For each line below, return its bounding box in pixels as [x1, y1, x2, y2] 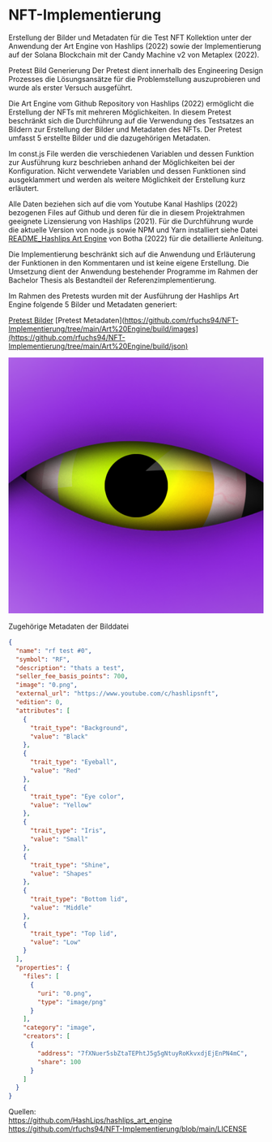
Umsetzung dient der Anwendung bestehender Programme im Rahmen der [8, 266, 259, 276]
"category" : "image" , [23, 1023, 96, 1032]
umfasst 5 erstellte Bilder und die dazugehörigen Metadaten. [8, 132, 211, 143]
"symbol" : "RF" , [15, 655, 70, 664]
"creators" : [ [23, 1032, 70, 1040]
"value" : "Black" [29, 733, 89, 741]
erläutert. [8, 183, 39, 192]
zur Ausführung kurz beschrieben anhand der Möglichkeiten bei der [8, 157, 236, 167]
